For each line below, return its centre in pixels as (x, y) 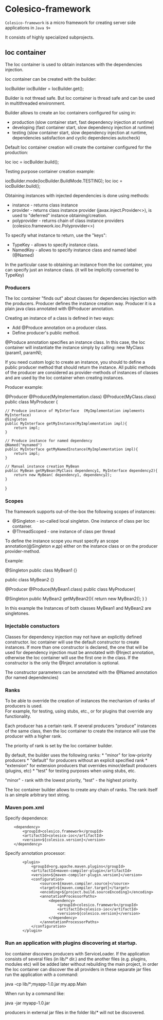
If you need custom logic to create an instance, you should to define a (75, 362)
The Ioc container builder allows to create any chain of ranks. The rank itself (81, 789)
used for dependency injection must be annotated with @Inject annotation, (80, 652)
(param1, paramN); (24, 353)
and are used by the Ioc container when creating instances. (64, 378)
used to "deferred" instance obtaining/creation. (59, 215)
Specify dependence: (27, 818)
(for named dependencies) (32, 677)
